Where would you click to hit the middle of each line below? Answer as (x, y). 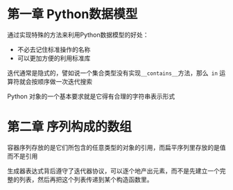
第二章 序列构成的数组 (69, 127)
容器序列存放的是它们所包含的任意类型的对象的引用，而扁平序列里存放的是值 (116, 147)
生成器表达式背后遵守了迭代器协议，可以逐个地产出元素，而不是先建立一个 (113, 171)
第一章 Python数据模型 (72, 14)
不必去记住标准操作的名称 (54, 49)
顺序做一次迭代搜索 (64, 81)
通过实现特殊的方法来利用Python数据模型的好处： (78, 35)
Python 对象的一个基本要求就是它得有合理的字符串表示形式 (91, 96)
